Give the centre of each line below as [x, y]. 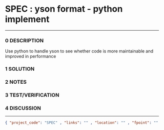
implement [27, 19]
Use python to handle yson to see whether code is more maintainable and [79, 51]
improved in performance [31, 56]
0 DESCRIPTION [24, 40]
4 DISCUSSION [23, 108]
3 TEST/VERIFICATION [32, 95]
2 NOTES [16, 82]
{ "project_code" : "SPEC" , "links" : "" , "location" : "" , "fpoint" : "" [82, 123]
